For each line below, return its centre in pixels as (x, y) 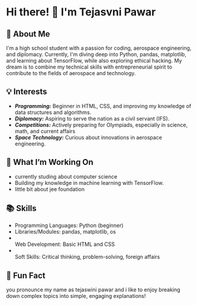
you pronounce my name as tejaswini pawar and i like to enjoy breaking (93, 290)
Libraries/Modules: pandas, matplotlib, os (65, 232)
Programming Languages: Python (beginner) (69, 225)
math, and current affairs (45, 131)
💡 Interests (27, 92)
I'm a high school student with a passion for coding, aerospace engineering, (99, 48)
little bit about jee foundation (49, 189)
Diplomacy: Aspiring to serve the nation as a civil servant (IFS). (92, 118)
